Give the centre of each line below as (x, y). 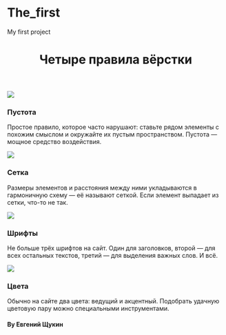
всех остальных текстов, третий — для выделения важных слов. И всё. (113, 256)
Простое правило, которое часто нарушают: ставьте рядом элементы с (113, 127)
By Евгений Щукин (35, 324)
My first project (29, 32)
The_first (34, 13)
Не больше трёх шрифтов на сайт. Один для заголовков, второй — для (111, 248)
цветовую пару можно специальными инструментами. (88, 309)
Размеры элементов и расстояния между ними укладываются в (102, 187)
